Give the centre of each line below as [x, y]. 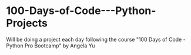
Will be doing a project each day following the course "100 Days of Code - [96, 39]
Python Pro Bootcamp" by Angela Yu [51, 46]
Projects [27, 23]
